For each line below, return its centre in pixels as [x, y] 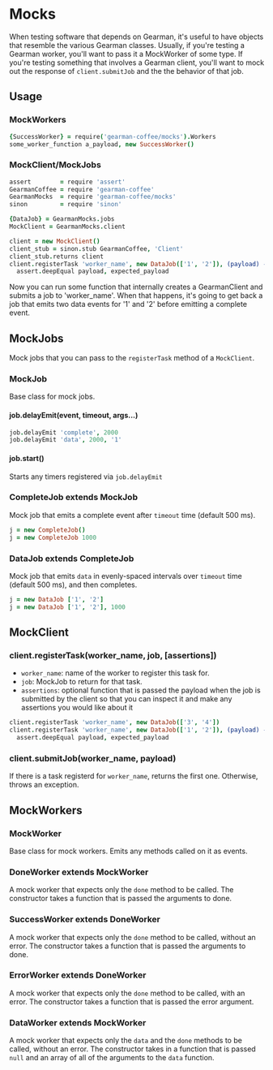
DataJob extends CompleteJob [72, 559]
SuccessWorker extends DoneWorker [85, 920]
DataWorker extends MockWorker [78, 1022]
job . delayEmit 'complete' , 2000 [64, 432]
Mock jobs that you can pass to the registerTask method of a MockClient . [132, 358]
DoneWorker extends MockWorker [79, 872]
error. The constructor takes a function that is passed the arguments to [128, 946]
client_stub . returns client [57, 257]
